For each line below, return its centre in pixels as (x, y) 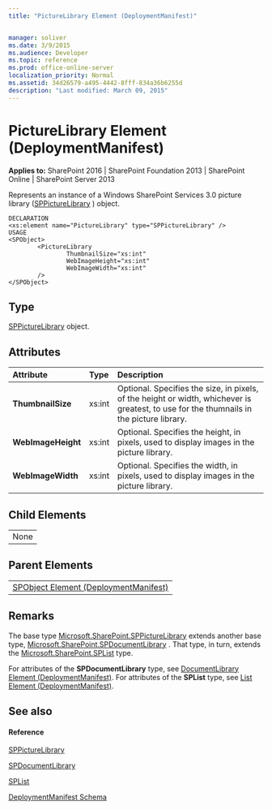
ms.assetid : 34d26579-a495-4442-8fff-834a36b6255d (96, 83)
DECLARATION (28, 218)
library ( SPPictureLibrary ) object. (64, 203)
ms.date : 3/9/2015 (39, 45)
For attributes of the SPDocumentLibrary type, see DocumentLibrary (124, 668)
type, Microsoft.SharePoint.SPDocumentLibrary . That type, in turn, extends (135, 644)
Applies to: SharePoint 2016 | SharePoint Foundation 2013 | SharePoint (127, 170)
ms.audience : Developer (49, 53)
